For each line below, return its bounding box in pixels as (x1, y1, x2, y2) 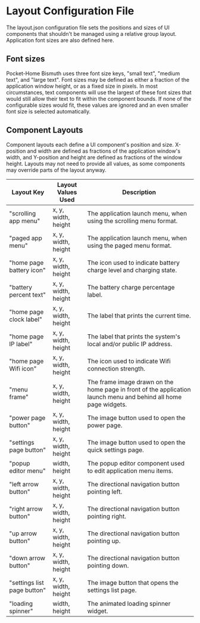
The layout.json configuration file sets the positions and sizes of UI (6, 24, 170, 31)
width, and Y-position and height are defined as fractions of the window (6, 153, 183, 161)
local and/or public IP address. (87, 340, 173, 348)
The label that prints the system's (87, 332, 180, 341)
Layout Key (11, 188, 45, 196)
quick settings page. (87, 446, 144, 454)
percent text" (9, 291, 46, 299)
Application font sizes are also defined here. (6, 36, 114, 44)
